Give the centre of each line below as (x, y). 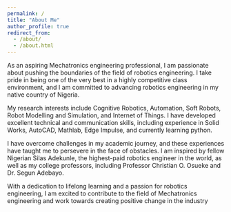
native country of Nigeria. (43, 95)
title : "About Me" (33, 20)
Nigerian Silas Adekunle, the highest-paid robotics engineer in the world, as (114, 158)
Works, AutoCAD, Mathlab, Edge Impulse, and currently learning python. (110, 130)
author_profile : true (38, 26)
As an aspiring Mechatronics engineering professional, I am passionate (108, 65)
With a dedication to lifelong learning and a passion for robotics (97, 186)
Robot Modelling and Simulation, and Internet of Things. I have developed (111, 115)
